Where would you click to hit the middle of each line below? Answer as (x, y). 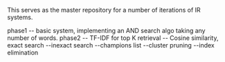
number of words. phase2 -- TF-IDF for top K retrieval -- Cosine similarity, (113, 38)
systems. (20, 17)
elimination (23, 52)
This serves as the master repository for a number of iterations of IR (104, 10)
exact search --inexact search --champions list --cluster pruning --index (111, 45)
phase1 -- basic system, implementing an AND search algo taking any (106, 31)
